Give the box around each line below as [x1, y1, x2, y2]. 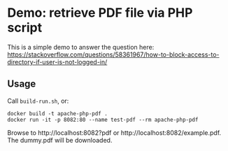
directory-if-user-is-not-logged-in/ [7, 57, 108, 66]
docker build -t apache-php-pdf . [7, 110, 108, 117]
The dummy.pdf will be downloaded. [7, 136, 113, 144]
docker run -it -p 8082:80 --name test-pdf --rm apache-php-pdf [7, 116, 199, 123]
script [7, 20, 43, 36]
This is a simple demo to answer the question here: [7, 43, 155, 51]
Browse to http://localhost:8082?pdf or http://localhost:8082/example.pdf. [7, 128, 222, 137]
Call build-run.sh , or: [7, 96, 69, 105]
